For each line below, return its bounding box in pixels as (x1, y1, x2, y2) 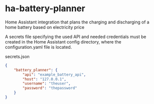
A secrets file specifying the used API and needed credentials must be (5, 34, 146, 40)
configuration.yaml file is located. (5, 44, 72, 50)
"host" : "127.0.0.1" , (22, 77, 67, 82)
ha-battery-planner (5, 3, 85, 14)
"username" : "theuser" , (22, 81, 71, 86)
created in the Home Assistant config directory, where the (5, 39, 122, 44)
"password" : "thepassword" (22, 86, 77, 91)
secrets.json (5, 53, 30, 59)
